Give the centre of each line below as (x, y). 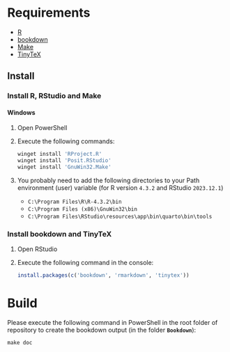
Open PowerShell (42, 128)
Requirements (49, 13)
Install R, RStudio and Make (54, 96)
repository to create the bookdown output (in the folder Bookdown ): (102, 330)
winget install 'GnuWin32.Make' (64, 167)
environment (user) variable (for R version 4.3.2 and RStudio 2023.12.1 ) (120, 188)
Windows (21, 112)
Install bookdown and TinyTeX (60, 234)
